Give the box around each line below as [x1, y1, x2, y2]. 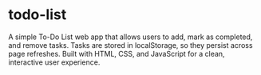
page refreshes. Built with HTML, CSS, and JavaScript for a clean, [8, 49, 225, 58]
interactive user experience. [8, 57, 101, 67]
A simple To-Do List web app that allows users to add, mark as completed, [8, 32, 253, 41]
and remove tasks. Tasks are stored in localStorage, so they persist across [8, 40, 253, 49]
